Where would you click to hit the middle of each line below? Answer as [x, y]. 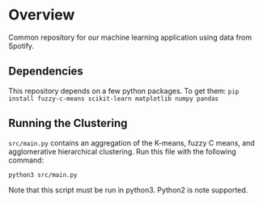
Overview [42, 15]
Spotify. [21, 45]
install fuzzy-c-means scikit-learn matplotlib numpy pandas [114, 99]
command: [26, 160]
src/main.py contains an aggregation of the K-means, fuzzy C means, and [131, 142]
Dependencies [46, 72]
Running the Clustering [68, 123]
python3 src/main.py [43, 175]
